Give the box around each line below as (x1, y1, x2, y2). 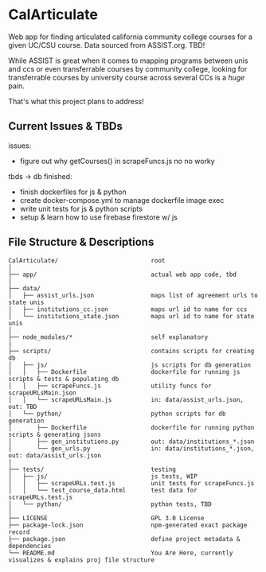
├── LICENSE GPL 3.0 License (8, 514, 205, 522)
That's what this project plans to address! (8, 96, 145, 106)
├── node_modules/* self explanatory (8, 333, 209, 341)
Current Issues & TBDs (8, 119, 123, 133)
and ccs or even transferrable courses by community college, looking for (8, 64, 248, 73)
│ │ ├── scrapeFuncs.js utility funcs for (8, 382, 213, 390)
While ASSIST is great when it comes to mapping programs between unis (8, 56, 248, 65)
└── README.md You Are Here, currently (8, 549, 233, 557)
